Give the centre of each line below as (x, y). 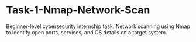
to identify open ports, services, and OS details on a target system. (87, 32)
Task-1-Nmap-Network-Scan (78, 10)
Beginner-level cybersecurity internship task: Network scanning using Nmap (98, 26)
